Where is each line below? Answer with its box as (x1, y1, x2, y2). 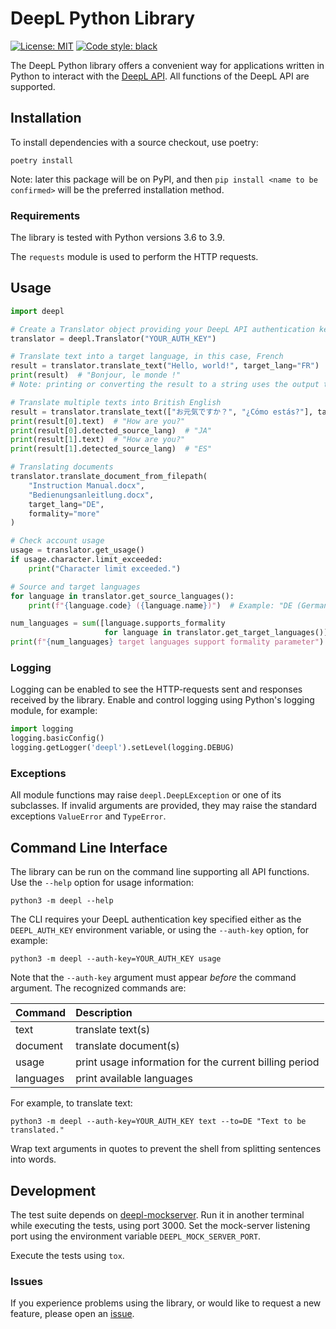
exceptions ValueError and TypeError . (10, 810, 167, 822)
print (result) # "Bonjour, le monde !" (10, 370, 182, 381)
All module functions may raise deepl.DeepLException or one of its (10, 789, 282, 801)
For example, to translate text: (10, 1097, 133, 1109)
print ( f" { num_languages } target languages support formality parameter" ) (10, 637, 325, 647)
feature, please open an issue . (10, 1308, 135, 1320)
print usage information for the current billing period (75, 1055, 320, 1069)
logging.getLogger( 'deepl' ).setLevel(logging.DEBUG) (10, 743, 235, 753)
